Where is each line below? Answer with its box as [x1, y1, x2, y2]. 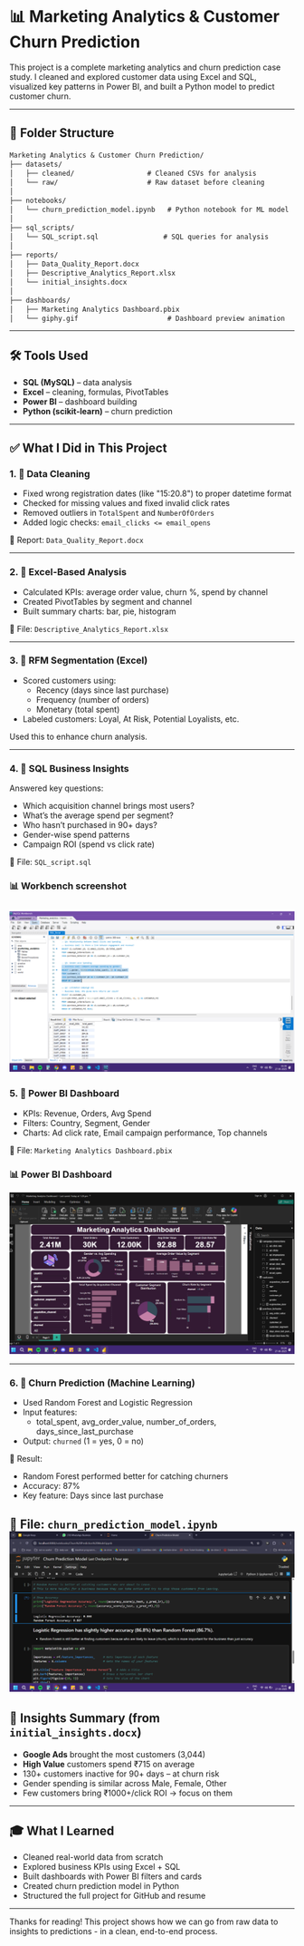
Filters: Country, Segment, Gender [22, 1117, 151, 1128]
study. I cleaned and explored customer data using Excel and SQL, [9, 71, 257, 82]
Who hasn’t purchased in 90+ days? [22, 820, 158, 831]
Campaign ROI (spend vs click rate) [22, 839, 156, 850]
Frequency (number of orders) [35, 694, 149, 705]
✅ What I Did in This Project [9, 440, 167, 455]
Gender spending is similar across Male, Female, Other [22, 1777, 227, 1788]
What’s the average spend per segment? [22, 810, 174, 821]
